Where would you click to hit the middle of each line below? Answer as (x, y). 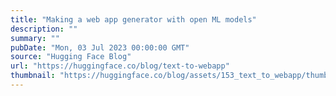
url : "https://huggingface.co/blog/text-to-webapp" (120, 66)
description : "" (44, 29)
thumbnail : (33, 76)
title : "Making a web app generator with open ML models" (133, 19)
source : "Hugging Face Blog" (71, 57)
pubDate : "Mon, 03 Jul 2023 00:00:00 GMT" (100, 47)
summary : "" (35, 38)
